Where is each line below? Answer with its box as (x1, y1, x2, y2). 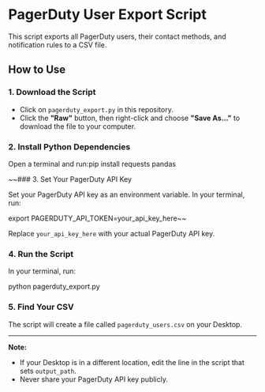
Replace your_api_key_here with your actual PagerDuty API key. (8, 228, 215, 238)
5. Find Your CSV (8, 302, 74, 313)
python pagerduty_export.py (8, 282, 100, 292)
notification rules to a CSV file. (8, 40, 107, 49)
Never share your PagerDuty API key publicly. (19, 374, 168, 384)
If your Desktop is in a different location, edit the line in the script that (19, 357, 244, 367)
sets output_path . (19, 366, 77, 375)
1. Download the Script (8, 87, 96, 98)
